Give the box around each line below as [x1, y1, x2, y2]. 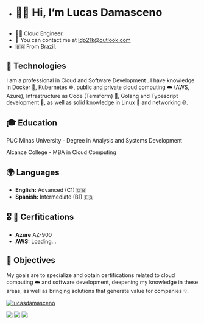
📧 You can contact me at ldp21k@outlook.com [15, 36, 131, 43]
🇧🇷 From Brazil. [15, 43, 57, 50]
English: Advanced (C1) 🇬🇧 [15, 186, 86, 194]
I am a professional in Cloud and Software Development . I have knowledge [6, 77, 195, 84]
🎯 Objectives [6, 255, 56, 266]
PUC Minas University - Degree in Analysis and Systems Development [6, 137, 183, 144]
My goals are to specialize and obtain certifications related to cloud [6, 271, 175, 279]
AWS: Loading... [15, 238, 57, 245]
